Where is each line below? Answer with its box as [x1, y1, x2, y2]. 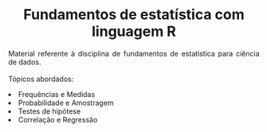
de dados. [8, 57, 41, 67]
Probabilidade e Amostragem [18, 98, 114, 107]
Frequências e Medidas [18, 89, 96, 99]
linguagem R [91, 22, 177, 41]
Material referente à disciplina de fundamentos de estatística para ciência [8, 49, 260, 58]
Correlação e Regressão [18, 115, 98, 124]
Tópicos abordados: [8, 74, 74, 83]
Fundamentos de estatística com [23, 6, 245, 24]
